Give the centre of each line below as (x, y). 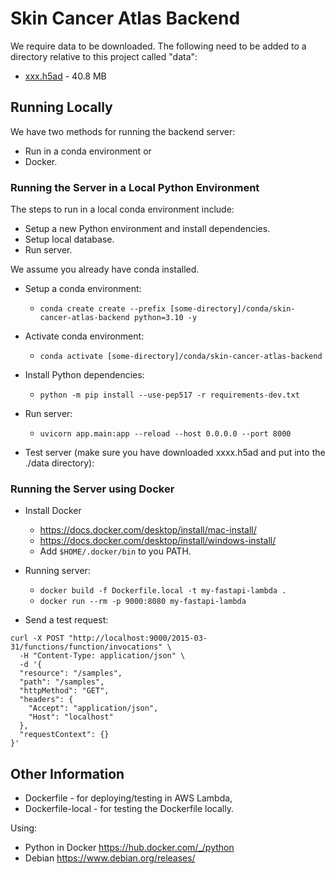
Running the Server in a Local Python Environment (135, 187)
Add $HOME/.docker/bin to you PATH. (115, 551)
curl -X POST (37, 638)
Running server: (57, 571)
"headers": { (46, 700)
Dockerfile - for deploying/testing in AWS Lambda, (128, 798)
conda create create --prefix (103, 309)
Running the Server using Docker (92, 489)
